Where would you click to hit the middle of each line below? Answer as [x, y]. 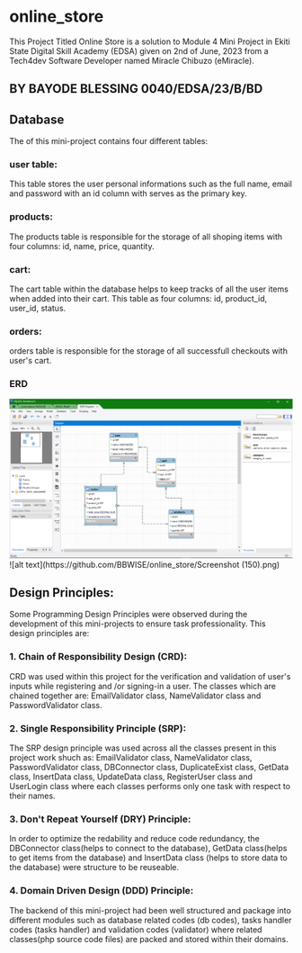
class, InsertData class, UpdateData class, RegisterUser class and [131, 777]
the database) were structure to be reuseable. [94, 868]
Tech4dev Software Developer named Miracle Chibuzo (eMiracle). [132, 60]
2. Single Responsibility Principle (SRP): [98, 728]
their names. [32, 796]
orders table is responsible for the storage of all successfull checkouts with [148, 351]
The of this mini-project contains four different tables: [109, 141]
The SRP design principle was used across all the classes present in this [143, 748]
